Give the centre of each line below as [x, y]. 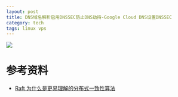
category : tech [25, 23]
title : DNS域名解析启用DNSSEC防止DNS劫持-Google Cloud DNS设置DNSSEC [89, 17]
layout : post [22, 12]
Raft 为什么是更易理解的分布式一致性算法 [65, 88]
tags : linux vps [26, 28]
